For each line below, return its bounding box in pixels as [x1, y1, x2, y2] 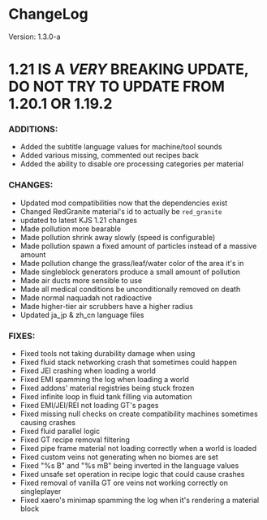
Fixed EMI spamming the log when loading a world [19, 375, 189, 385]
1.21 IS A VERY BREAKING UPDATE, [8, 60, 249, 79]
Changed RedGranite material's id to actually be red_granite [19, 206, 222, 216]
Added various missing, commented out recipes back [19, 151, 199, 161]
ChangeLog [8, 5, 88, 24]
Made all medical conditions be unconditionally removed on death [19, 284, 241, 294]
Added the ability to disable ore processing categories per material [19, 159, 243, 169]
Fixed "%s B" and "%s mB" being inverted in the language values [19, 461, 239, 471]
